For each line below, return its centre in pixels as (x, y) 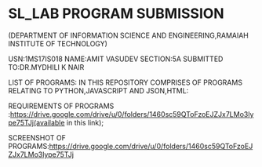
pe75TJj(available (36, 122)
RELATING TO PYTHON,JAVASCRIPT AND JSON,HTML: (98, 90)
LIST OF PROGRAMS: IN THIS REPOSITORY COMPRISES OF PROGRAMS (126, 82)
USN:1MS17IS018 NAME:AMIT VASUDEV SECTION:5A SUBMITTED (116, 59)
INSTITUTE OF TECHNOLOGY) (58, 43)
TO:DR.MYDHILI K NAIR (46, 67)
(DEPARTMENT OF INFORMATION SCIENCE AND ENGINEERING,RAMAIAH (129, 35)
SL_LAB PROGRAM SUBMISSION (116, 14)
